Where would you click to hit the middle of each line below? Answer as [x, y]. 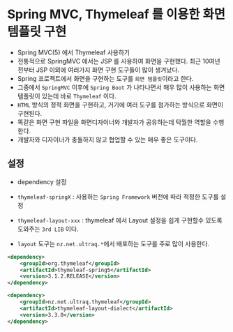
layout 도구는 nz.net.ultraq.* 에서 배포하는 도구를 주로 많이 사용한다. [113, 243]
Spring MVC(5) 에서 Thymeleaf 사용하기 [74, 52]
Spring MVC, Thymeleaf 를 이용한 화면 [116, 14]
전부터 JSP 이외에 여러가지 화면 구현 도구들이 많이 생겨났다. [98, 70]
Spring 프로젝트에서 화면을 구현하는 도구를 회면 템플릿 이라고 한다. [105, 78]
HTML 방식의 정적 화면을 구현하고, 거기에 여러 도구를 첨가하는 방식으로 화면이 [120, 105]
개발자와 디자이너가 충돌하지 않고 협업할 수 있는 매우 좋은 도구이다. [107, 139]
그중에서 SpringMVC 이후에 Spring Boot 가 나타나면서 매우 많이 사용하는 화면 [121, 87]
